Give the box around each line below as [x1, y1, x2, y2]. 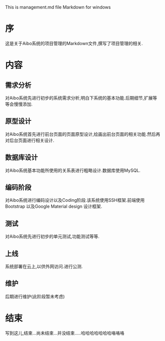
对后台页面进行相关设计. [5, 137, 55, 143]
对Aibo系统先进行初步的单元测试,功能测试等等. [5, 233, 100, 239]
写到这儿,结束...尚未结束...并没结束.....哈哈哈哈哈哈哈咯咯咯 [5, 330, 125, 336]
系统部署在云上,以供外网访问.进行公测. [5, 264, 83, 269]
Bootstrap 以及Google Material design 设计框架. [5, 203, 103, 210]
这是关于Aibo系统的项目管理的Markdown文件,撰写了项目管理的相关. [5, 40, 143, 46]
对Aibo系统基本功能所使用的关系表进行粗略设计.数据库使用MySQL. [5, 167, 141, 173]
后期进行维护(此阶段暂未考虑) [5, 293, 65, 299]
